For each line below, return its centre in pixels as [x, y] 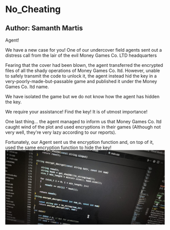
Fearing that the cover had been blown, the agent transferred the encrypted [84, 65]
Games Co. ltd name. [27, 87]
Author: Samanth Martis [44, 28]
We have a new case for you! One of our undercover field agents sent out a [83, 50]
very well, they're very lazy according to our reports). [61, 132]
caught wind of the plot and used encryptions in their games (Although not [83, 127]
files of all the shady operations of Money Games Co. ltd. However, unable [83, 70]
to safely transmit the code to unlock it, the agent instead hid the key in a [81, 76]
